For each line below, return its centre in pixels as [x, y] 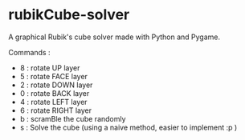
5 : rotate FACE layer [54, 76]
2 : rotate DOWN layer [56, 85]
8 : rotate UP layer [50, 68]
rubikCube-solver [69, 15]
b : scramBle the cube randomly [73, 118]
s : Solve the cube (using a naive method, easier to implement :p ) [129, 127]
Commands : [29, 52]
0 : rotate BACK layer [55, 93]
